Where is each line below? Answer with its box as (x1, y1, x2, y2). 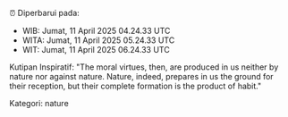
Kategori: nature (9, 98, 69, 108)
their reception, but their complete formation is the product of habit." (9, 80, 262, 91)
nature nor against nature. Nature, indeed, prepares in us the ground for (9, 71, 275, 81)
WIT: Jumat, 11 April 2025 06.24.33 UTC (21, 45, 170, 54)
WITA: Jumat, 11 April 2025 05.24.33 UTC (21, 35, 175, 46)
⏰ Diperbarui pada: (9, 8, 80, 18)
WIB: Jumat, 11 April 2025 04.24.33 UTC (21, 26, 171, 36)
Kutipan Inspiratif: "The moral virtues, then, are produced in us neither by (9, 62, 279, 72)
